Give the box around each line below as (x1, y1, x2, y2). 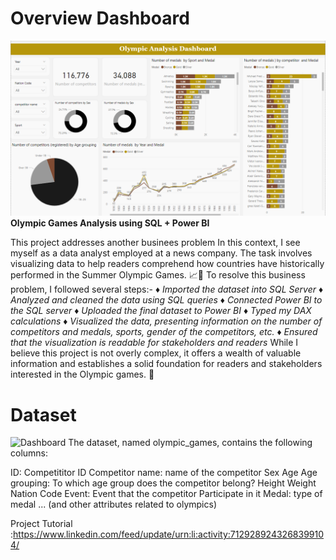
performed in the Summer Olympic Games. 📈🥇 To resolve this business (10, 269, 306, 281)
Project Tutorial (10, 518, 73, 530)
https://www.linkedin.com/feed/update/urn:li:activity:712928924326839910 (13, 528, 325, 541)
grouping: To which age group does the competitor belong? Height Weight (10, 477, 317, 489)
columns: (10, 447, 49, 459)
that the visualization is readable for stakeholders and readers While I (10, 337, 299, 349)
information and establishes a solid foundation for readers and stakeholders (10, 358, 323, 370)
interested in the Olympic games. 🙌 (10, 368, 155, 381)
